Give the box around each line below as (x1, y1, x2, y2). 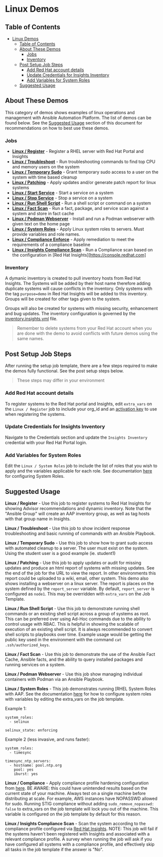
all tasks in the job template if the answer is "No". (5, 846, 104, 852)
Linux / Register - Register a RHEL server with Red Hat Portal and (12, 148, 144, 154)
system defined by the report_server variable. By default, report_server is (5, 586, 155, 592)
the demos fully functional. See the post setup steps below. (5, 368, 124, 374)
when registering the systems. (5, 411, 66, 417)
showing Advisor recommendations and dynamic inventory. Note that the (5, 505, 152, 511)
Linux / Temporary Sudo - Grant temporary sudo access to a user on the (12, 169, 159, 175)
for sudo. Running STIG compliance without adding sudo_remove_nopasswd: (5, 800, 154, 806)
